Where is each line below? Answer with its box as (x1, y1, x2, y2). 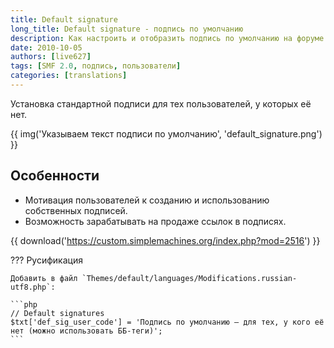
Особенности (10, 167, 100, 185)
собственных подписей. (24, 204, 128, 216)
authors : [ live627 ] (10, 52, 92, 62)
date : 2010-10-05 (10, 42, 83, 53)
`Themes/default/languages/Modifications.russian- (81, 273, 298, 283)
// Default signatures (10, 308, 105, 318)
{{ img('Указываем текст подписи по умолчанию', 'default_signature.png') (10, 127, 323, 140)
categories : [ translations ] (10, 71, 128, 81)
